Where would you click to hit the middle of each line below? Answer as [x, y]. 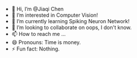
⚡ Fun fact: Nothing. [36, 49]
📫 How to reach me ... [38, 34]
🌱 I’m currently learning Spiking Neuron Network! [71, 21]
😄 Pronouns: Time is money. [46, 42]
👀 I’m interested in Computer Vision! [55, 15]
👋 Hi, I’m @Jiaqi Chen [38, 9]
